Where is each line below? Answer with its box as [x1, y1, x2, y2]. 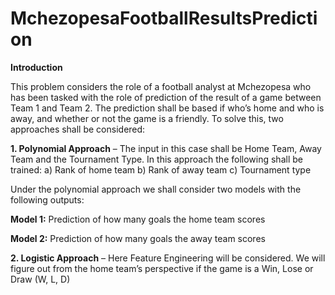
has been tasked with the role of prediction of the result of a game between [10, 91, 322, 103]
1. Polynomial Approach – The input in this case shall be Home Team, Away [10, 142, 322, 154]
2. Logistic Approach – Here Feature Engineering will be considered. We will [10, 252, 326, 264]
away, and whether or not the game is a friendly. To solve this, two [10, 112, 284, 124]
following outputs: [10, 193, 85, 206]
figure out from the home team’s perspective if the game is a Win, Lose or [10, 262, 314, 274]
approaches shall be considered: [10, 123, 146, 135]
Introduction [10, 61, 63, 73]
